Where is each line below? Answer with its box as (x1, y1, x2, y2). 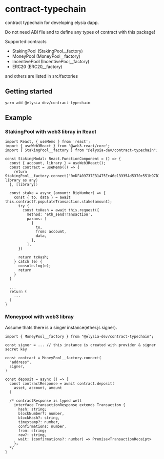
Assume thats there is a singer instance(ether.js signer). (5, 324, 117, 330)
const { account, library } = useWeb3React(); (9, 161, 106, 166)
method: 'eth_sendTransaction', (26, 212, 93, 217)
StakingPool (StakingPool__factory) (12, 48, 83, 54)
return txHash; (18, 255, 49, 260)
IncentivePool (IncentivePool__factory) (12, 58, 90, 64)
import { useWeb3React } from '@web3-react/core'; (5, 143, 110, 149)
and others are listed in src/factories (5, 73, 78, 79)
